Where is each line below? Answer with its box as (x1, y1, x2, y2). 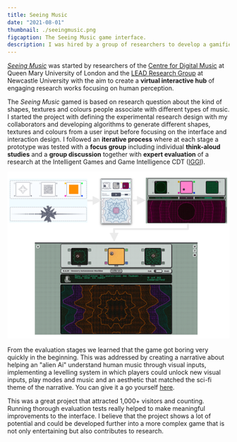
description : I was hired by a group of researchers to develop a (7, 41, 207, 49)
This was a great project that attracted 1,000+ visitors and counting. (7, 397, 205, 405)
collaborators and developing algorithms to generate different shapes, (7, 120, 211, 129)
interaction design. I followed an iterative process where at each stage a (7, 135, 219, 144)
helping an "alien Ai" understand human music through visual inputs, (7, 361, 207, 369)
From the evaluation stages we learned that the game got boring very (7, 346, 209, 354)
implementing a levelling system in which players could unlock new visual (7, 368, 221, 377)
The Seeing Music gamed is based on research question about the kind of (7, 97, 222, 106)
